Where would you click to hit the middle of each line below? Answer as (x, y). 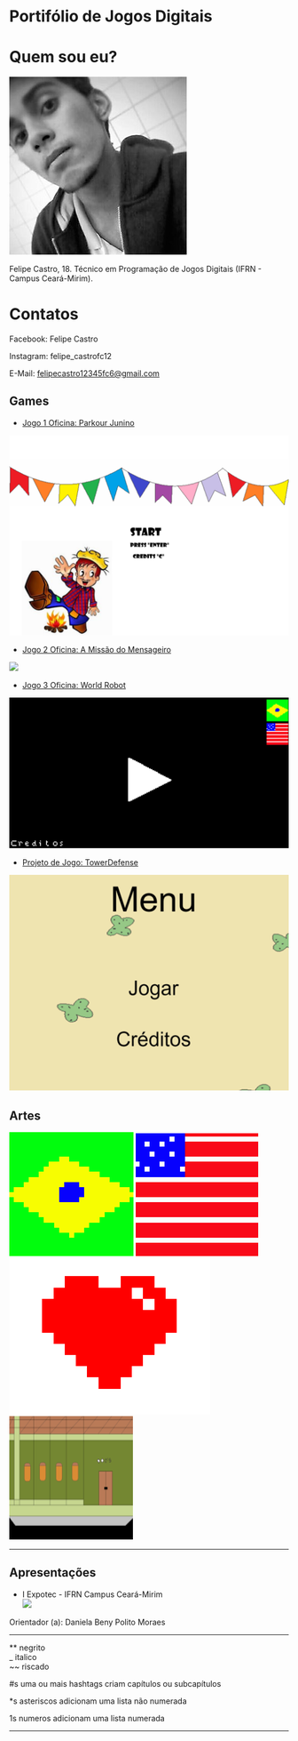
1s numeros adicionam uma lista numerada (87, 1718)
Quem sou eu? (63, 57)
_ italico (23, 1657)
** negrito (27, 1648)
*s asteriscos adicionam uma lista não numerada (98, 1701)
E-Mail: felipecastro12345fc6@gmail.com (84, 373)
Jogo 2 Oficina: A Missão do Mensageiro (96, 650)
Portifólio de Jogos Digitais (111, 16)
